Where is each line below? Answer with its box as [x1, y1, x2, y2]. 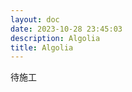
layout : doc [10, 14, 60, 25]
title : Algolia [10, 42, 74, 53]
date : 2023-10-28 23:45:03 [10, 24, 123, 34]
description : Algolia [10, 33, 101, 43]
